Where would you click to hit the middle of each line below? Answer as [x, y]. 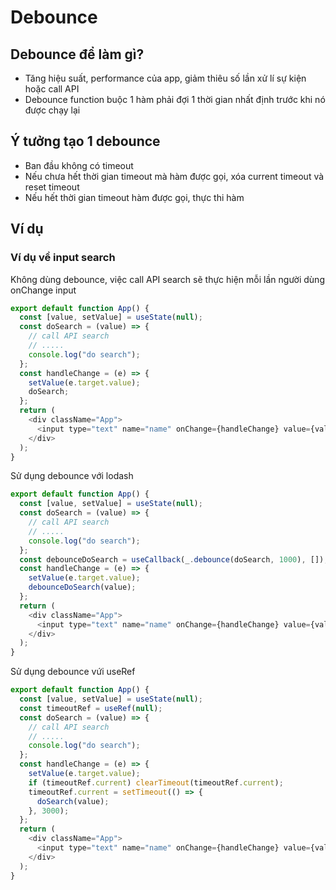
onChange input [43, 290]
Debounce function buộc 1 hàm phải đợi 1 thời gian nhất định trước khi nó [175, 99]
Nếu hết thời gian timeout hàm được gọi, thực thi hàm [134, 197]
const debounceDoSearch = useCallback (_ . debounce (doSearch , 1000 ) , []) [172, 559]
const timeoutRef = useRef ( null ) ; [91, 708]
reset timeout [52, 187]
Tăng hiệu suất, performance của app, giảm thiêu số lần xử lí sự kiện [165, 78]
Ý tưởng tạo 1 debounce [85, 141]
